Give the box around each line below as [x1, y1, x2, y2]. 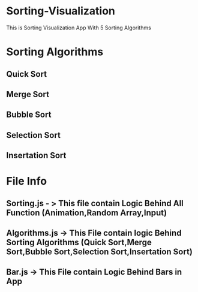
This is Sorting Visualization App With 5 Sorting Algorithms [6, 24, 151, 31]
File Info [6, 174, 47, 188]
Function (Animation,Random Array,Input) [6, 207, 167, 218]
